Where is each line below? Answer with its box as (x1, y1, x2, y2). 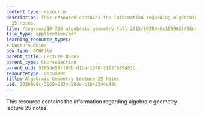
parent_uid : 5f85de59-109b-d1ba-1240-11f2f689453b (6, 64, 136, 71)
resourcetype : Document (6, 70, 66, 76)
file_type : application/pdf (6, 31, 77, 37)
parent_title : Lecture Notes (6, 53, 79, 60)
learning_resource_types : (6, 37, 71, 43)
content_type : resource (6, 8, 66, 15)
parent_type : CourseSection (6, 59, 77, 65)
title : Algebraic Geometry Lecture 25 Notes (6, 76, 120, 82)
